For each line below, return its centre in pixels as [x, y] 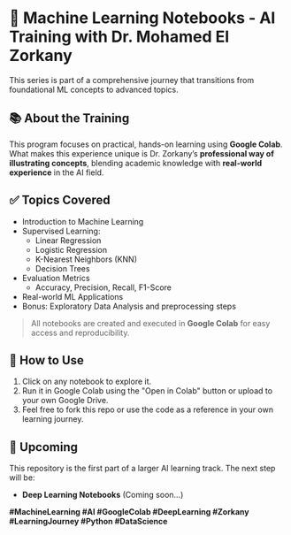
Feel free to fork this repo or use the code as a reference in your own [148, 409]
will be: [22, 478]
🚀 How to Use [46, 360]
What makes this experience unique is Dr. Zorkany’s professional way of [142, 153]
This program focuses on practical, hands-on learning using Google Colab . [146, 144]
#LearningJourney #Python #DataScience [88, 522]
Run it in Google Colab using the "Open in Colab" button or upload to [147, 391]
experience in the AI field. [57, 172]
